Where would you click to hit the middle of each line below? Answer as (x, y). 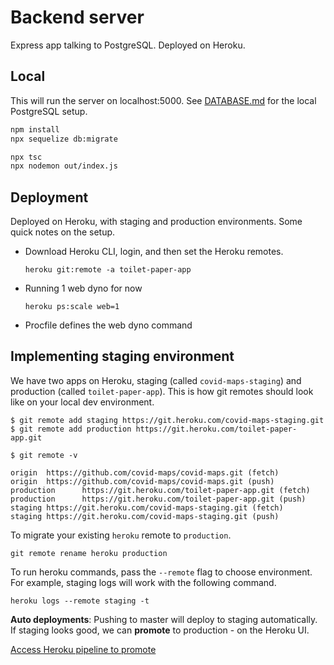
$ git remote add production (71, 429)
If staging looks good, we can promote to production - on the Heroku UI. (160, 630)
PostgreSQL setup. (49, 111)
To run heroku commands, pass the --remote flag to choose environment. (161, 572)
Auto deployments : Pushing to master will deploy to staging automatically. (164, 619)
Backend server (77, 17)
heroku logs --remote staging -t (80, 601)
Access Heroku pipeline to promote (83, 649)
